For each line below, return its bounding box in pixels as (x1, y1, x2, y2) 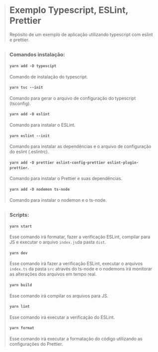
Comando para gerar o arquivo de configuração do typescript (9, 95, 136, 101)
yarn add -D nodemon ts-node (9, 186, 70, 192)
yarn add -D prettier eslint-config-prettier (9, 160, 105, 165)
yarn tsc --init (9, 85, 43, 90)
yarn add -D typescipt (9, 63, 57, 69)
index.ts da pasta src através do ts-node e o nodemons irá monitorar (9, 266, 153, 272)
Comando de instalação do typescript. (9, 74, 88, 80)
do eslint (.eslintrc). (9, 149, 49, 155)
